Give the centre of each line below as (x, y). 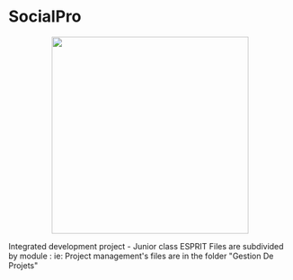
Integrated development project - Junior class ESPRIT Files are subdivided (146, 246)
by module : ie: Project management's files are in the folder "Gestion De (141, 256)
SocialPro (45, 17)
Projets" (23, 265)
